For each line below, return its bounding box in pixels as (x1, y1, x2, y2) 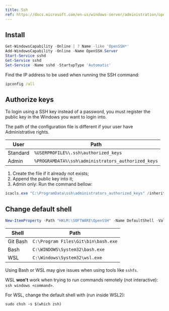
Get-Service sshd (5, 58, 42, 63)
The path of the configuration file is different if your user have (5, 124, 133, 130)
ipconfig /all (5, 81, 35, 86)
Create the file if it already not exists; (12, 170, 89, 176)
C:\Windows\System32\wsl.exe (32, 255, 102, 260)
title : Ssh (5, 7, 28, 13)
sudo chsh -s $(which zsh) (5, 301, 62, 306)
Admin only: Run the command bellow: (12, 181, 93, 187)
